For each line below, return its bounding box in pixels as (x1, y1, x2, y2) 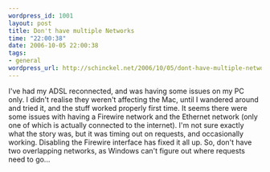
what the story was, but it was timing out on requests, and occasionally (8, 129, 243, 138)
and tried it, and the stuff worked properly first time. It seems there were (8, 103, 247, 113)
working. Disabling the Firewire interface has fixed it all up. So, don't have (8, 137, 252, 147)
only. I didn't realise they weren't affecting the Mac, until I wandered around (8, 94, 259, 104)
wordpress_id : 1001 (8, 11, 74, 20)
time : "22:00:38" (8, 34, 67, 43)
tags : (8, 49, 27, 57)
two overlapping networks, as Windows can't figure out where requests (8, 145, 245, 155)
